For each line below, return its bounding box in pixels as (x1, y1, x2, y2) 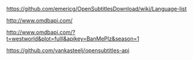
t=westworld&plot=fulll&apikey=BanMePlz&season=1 (6, 35, 139, 42)
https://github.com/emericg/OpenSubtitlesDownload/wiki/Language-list (6, 5, 188, 12)
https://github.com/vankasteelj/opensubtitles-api (6, 47, 129, 54)
